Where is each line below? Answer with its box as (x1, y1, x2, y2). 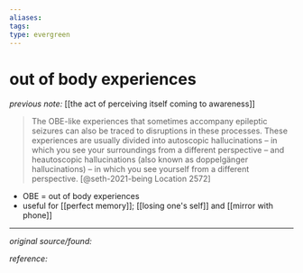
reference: (9, 253, 48, 264)
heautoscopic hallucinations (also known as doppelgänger (31, 154, 249, 165)
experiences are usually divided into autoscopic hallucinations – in (31, 135, 278, 146)
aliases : (9, 13, 42, 23)
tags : (9, 22, 30, 31)
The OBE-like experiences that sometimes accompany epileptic (31, 116, 268, 127)
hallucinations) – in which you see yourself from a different (31, 164, 250, 175)
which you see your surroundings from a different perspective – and (31, 145, 285, 156)
